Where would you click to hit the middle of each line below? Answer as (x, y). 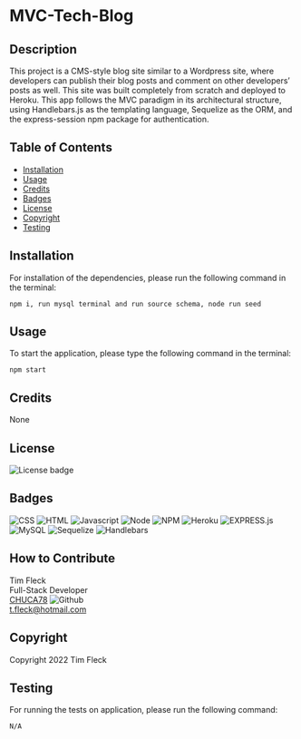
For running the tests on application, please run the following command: (144, 710)
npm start (28, 370)
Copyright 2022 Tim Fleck (58, 659)
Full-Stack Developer (49, 589)
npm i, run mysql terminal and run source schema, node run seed (135, 304)
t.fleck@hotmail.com (48, 609)
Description (43, 49)
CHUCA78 (29, 599)
